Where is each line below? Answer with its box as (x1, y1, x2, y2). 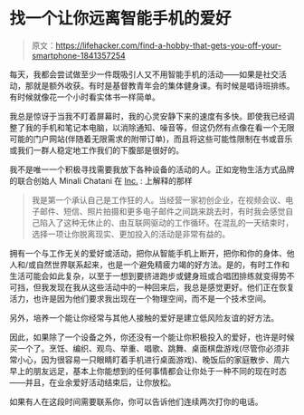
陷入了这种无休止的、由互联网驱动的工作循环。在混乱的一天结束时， (39, 217, 294, 227)
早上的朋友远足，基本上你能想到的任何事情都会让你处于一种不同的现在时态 (9, 365, 287, 376)
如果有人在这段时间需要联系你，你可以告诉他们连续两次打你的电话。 (9, 396, 263, 407)
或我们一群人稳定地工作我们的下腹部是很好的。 (9, 144, 184, 155)
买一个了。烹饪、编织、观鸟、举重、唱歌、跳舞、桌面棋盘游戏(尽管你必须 (9, 343, 282, 353)
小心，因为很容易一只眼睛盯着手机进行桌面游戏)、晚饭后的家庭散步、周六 (16, 354, 290, 365)
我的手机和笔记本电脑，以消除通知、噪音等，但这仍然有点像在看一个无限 (24, 121, 295, 132)
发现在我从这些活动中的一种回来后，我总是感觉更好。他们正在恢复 (48, 282, 295, 293)
